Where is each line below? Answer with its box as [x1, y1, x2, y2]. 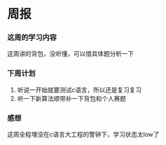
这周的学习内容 [7, 32, 57, 42]
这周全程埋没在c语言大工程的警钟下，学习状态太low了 [7, 130, 160, 139]
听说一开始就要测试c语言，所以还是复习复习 [17, 86, 142, 94]
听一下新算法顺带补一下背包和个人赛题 [17, 94, 126, 102]
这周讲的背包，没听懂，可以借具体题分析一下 [7, 50, 134, 58]
